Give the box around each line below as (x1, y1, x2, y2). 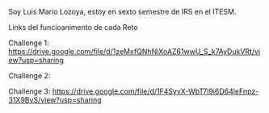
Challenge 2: (8, 71, 51, 80)
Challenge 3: (8, 86, 51, 96)
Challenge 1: (8, 38, 49, 48)
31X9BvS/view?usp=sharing (8, 95, 103, 104)
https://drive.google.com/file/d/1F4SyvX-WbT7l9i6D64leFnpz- (52, 86, 259, 96)
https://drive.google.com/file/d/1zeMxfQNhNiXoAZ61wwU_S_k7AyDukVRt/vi (8, 47, 261, 56)
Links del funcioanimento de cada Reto (8, 23, 139, 31)
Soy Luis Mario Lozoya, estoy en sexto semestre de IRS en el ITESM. (8, 7, 237, 16)
